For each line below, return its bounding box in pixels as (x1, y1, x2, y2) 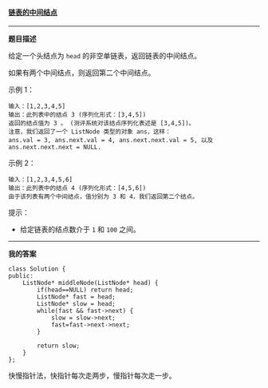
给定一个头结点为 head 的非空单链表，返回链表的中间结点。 (8, 51, 202, 61)
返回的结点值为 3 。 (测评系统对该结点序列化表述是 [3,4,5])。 (8, 120, 195, 128)
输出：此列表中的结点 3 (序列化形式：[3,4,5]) (8, 111, 147, 119)
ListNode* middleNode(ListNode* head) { (22, 279, 159, 287)
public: (8, 272, 34, 280)
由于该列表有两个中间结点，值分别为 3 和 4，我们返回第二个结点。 (8, 192, 199, 201)
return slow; (37, 342, 81, 350)
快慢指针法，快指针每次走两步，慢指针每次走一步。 (8, 371, 176, 381)
